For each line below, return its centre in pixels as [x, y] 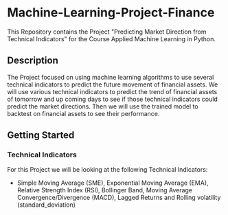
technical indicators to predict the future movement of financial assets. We [113, 84]
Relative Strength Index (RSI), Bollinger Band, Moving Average [105, 190]
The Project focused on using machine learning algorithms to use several [111, 77]
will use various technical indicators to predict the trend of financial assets [112, 91]
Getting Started [41, 135]
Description [33, 61]
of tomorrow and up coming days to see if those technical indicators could [113, 99]
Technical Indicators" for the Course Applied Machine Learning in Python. [112, 38]
